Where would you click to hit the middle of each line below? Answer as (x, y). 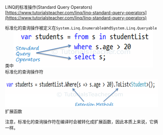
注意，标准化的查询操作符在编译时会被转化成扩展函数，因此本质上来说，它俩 (81, 121)
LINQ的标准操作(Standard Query (37, 7)
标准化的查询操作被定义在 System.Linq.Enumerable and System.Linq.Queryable (81, 28)
